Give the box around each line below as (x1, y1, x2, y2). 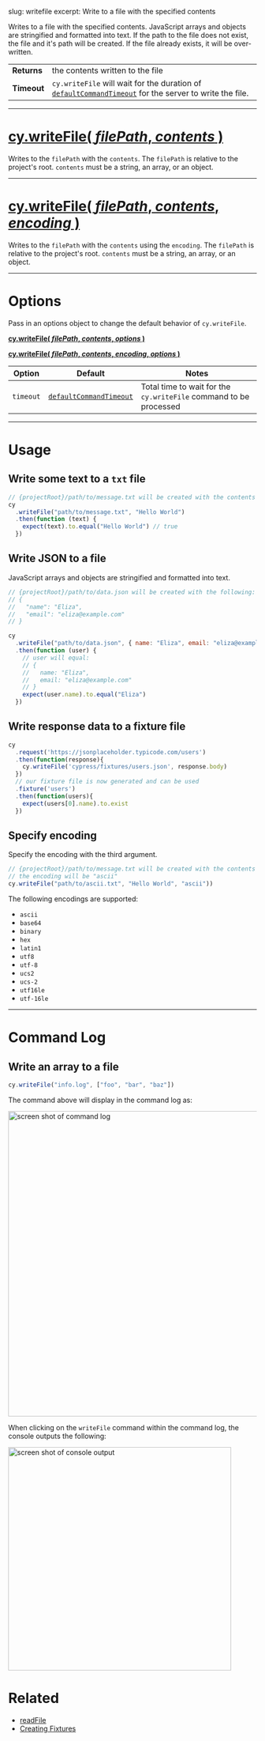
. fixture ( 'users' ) (15, 785, 77, 793)
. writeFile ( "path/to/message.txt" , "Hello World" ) (15, 508, 185, 516)
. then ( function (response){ (15, 755, 104, 764)
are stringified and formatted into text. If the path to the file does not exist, (8, 31, 249, 40)
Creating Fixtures (19, 1724, 77, 1733)
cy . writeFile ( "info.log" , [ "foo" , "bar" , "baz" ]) (8, 1081, 175, 1089)
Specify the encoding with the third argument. (8, 850, 158, 859)
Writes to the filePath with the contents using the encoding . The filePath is (8, 240, 255, 250)
